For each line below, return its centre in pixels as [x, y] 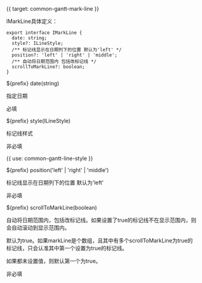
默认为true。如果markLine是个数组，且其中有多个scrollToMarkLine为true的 [99, 241]
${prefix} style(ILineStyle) [38, 121]
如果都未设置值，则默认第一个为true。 [54, 261]
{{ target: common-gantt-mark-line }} [53, 9]
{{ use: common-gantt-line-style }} [50, 158]
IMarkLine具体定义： [32, 21]
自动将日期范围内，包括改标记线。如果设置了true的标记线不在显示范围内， [99, 220]
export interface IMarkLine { [44, 33]
